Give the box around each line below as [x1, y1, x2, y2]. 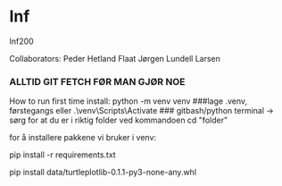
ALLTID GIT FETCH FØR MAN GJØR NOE [9, 75, 186, 88]
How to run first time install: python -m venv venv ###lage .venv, [9, 96, 248, 106]
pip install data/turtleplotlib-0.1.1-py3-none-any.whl [9, 167, 197, 178]
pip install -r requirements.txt [9, 149, 116, 160]
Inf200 [9, 36, 34, 46]
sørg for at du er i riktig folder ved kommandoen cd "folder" [9, 114, 228, 126]
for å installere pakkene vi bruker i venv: [9, 132, 157, 143]
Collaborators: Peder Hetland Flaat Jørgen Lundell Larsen [9, 53, 221, 63]
